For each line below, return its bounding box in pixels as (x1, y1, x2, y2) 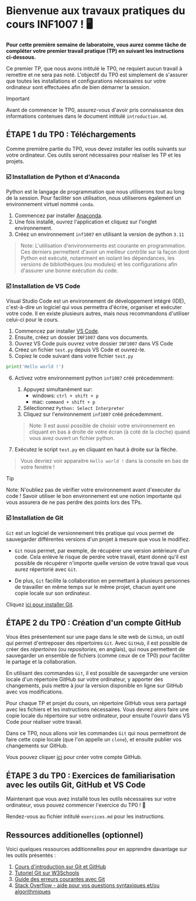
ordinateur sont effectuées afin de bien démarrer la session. (6, 83, 151, 90)
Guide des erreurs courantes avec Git (14, 875, 105, 882)
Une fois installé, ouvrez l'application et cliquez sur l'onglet (14, 218, 157, 225)
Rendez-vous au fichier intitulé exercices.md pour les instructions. (6, 813, 165, 820)
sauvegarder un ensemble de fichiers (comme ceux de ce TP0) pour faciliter (6, 652, 191, 659)
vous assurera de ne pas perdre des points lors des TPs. (6, 499, 142, 506)
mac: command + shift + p (32, 398, 95, 405)
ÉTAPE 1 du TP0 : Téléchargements (6, 130, 136, 140)
